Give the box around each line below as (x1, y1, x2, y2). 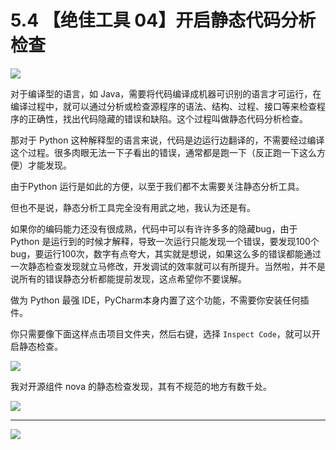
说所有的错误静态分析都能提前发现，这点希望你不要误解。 (10, 272, 247, 285)
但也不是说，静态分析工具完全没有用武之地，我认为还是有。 (10, 201, 256, 213)
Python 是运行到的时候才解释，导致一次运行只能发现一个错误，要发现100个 (10, 235, 320, 247)
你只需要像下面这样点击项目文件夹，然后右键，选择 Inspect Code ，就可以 (10, 327, 312, 340)
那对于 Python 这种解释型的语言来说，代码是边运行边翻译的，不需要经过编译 (10, 134, 325, 146)
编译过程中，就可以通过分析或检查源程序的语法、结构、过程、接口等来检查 (10, 100, 317, 112)
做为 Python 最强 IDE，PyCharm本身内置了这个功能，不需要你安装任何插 (10, 294, 310, 306)
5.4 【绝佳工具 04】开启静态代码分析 (10, 9, 317, 32)
